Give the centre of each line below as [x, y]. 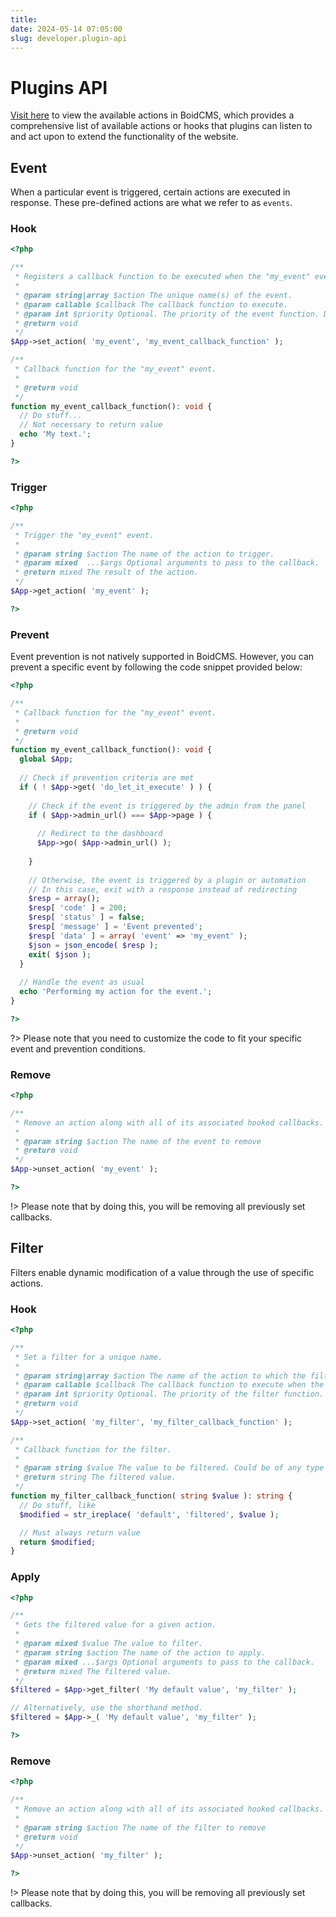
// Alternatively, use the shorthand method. [106, 1708]
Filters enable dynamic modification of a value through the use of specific [162, 1272]
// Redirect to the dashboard [99, 834]
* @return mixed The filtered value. [93, 1671]
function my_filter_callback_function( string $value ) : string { [151, 1496]
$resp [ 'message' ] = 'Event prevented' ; [115, 927]
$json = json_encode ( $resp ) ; [93, 945]
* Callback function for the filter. [93, 1449]
